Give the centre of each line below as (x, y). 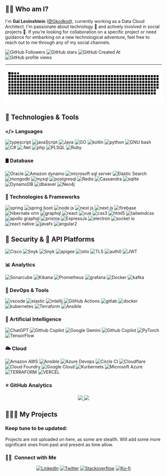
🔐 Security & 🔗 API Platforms (50, 239)
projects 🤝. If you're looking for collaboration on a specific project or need (81, 32)
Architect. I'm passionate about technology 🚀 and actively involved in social (83, 26)
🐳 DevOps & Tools (27, 290)
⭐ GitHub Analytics (29, 385)
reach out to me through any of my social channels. (58, 42)
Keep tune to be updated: (37, 428)
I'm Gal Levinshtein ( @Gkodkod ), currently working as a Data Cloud (75, 21)
